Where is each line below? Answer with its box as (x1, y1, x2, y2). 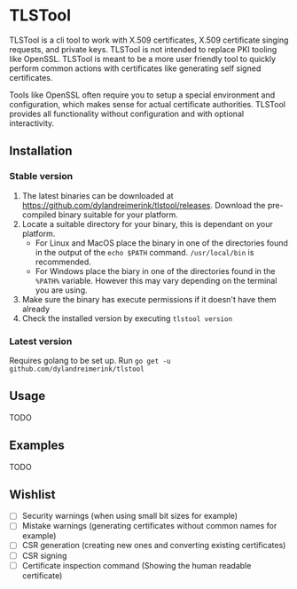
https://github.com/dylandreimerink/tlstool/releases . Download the (21, 200, 266, 210)
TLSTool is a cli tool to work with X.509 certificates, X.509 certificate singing (9, 35, 289, 45)
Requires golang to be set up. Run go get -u (9, 355, 171, 365)
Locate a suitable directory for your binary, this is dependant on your (21, 218, 273, 229)
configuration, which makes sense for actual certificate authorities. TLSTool (9, 98, 286, 109)
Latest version (9, 334, 73, 347)
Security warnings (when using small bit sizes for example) (21, 511, 238, 522)
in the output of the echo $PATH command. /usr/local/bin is (35, 247, 254, 257)
